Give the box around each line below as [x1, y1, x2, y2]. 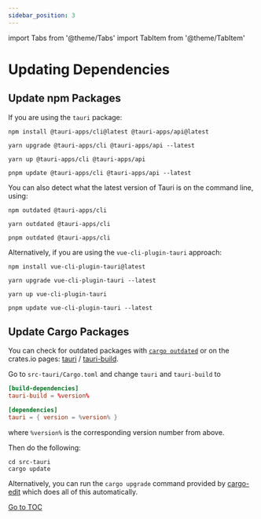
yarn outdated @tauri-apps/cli [8, 220, 111, 228]
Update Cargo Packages [8, 325, 130, 338]
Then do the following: [8, 443, 81, 452]
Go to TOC [8, 502, 43, 511]
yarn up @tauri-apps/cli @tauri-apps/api [8, 155, 146, 163]
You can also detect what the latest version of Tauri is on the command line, [8, 182, 254, 192]
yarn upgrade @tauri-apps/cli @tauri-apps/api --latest [8, 141, 195, 149]
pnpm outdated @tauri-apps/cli [8, 233, 111, 242]
